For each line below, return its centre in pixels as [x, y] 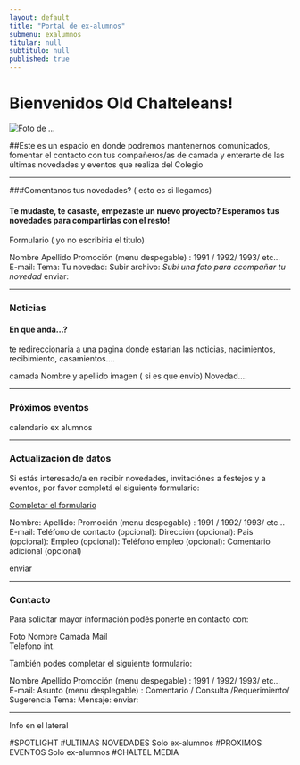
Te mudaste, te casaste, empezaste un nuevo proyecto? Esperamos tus [144, 210]
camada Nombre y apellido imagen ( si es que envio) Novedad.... [128, 376]
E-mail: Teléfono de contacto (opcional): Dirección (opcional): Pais [131, 531]
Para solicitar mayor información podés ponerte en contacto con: [129, 619]
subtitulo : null [39, 51]
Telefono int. [32, 646]
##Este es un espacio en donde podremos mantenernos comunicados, [140, 145]
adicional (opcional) [46, 550]
